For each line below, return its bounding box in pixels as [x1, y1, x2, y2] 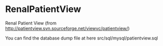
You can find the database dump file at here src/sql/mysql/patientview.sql [5, 35, 158, 41]
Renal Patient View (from [5, 20, 57, 26]
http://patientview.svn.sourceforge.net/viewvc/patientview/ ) [5, 25, 130, 31]
